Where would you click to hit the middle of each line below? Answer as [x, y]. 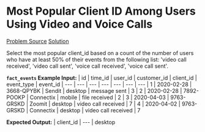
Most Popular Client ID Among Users [101, 11]
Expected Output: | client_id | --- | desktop [61, 122]
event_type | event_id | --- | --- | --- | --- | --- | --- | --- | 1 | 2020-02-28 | [99, 84]
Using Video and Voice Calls [80, 24]
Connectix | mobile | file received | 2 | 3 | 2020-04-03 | [99, 97]
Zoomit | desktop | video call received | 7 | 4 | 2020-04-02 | [105, 104]
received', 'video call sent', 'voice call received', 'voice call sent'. [88, 66]
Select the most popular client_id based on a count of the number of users [100, 53]
